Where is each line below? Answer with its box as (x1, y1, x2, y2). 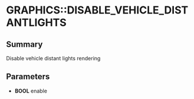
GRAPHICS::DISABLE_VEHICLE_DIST (6, 4, 189, 17)
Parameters (6, 71, 50, 82)
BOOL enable (14, 87, 47, 94)
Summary (6, 39, 43, 49)
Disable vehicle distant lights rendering (6, 55, 101, 62)
